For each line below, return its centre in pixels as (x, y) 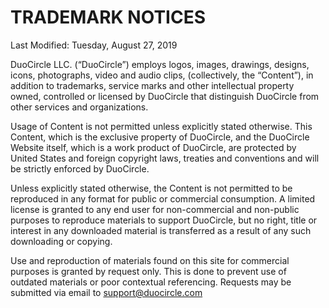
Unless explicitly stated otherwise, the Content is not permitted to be (151, 188)
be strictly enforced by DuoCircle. (80, 168)
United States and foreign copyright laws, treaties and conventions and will (165, 158)
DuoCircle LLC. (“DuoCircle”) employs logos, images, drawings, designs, (160, 64)
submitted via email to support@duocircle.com (106, 292)
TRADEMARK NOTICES (108, 17)
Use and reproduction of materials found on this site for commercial (150, 260)
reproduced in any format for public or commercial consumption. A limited (163, 198)
